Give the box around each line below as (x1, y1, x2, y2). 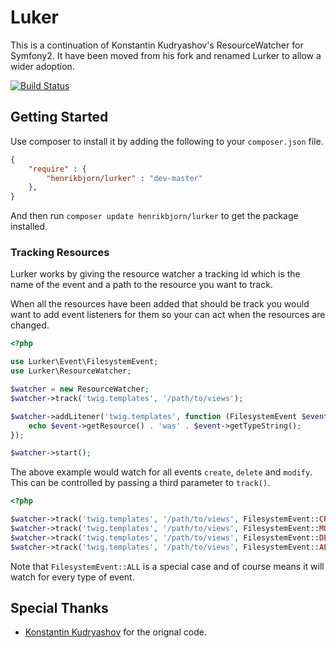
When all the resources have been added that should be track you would (10, 298, 310, 310)
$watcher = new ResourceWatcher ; (10, 384, 150, 395)
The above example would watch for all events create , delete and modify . (10, 466, 313, 478)
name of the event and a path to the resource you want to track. (10, 279, 273, 291)
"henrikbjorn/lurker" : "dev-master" (46, 173, 203, 183)
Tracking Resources (10, 246, 110, 260)
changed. (10, 319, 50, 331)
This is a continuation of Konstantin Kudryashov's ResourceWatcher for (10, 39, 304, 51)
